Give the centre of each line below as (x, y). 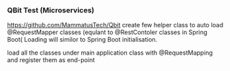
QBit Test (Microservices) (51, 10)
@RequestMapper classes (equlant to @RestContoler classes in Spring (107, 32)
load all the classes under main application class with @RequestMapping (110, 53)
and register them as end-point (51, 60)
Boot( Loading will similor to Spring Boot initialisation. (82, 40)
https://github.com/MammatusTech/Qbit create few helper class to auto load (115, 25)
